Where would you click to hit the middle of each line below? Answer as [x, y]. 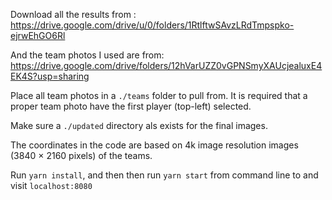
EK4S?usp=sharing [50, 76]
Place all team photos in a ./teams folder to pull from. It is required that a [159, 95]
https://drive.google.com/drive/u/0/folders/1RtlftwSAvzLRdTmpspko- [152, 25]
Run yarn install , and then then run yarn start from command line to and [164, 175]
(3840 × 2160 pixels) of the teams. [81, 155]
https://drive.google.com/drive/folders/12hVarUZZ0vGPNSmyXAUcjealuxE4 [166, 65]
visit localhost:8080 [51, 185]
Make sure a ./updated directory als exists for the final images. [139, 125]
